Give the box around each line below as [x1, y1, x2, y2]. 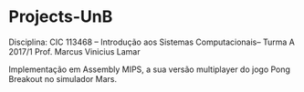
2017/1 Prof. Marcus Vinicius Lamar [8, 46, 141, 56]
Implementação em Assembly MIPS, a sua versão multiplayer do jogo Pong [8, 64, 291, 75]
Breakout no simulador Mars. [8, 73, 118, 84]
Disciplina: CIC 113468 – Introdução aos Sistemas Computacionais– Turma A [8, 36, 296, 47]
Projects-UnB [8, 6, 113, 27]
